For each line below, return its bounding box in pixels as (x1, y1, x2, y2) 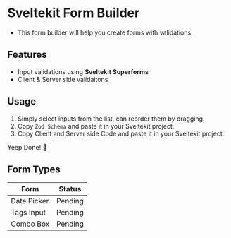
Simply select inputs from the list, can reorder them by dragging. (17, 114, 205, 123)
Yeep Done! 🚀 (7, 143, 47, 151)
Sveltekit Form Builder (7, 5, 140, 21)
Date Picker (11, 196, 49, 206)
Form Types (7, 163, 61, 175)
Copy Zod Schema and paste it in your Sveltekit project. (17, 121, 175, 130)
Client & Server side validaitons (17, 75, 108, 83)
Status (58, 184, 82, 194)
